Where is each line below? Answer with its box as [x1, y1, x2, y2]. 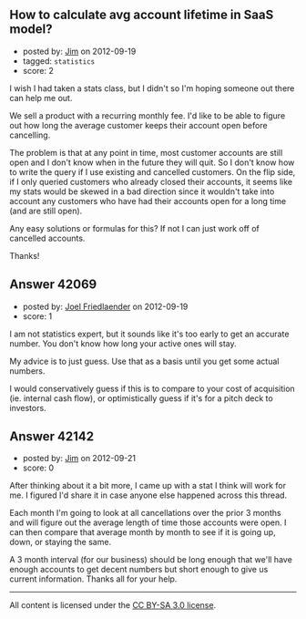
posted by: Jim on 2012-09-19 [22, 46, 137, 57]
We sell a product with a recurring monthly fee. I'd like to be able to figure [9, 109, 286, 121]
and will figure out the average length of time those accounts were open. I [9, 517, 287, 528]
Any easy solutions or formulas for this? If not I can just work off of [9, 222, 260, 233]
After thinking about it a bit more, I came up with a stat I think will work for [9, 480, 287, 491]
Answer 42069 [9, 277, 97, 293]
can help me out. [9, 92, 73, 103]
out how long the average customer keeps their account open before [9, 119, 268, 130]
